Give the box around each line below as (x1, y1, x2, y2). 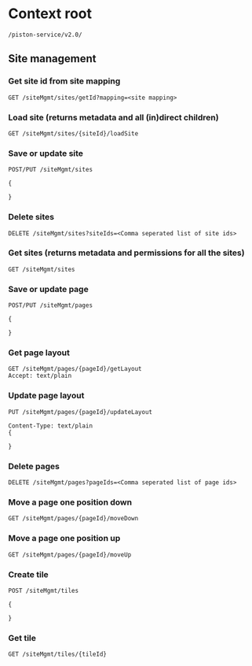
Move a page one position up (8, 533, 121, 544)
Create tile (8, 568, 49, 579)
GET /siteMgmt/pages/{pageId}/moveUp (8, 550, 132, 559)
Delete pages (8, 461, 60, 472)
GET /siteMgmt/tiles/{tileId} (8, 650, 108, 658)
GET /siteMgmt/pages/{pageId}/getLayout (8, 365, 143, 373)
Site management (8, 52, 97, 65)
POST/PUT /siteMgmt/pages (8, 302, 93, 309)
